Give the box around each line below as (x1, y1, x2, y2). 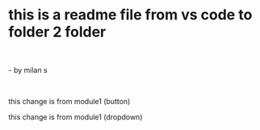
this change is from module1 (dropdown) (8, 111, 143, 122)
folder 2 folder (8, 23, 107, 41)
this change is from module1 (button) (8, 96, 131, 106)
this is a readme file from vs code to (8, 6, 253, 24)
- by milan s (8, 65, 48, 74)
